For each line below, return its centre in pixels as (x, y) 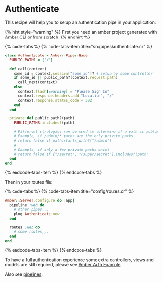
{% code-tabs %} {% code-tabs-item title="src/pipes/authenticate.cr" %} (79, 46)
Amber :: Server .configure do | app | (40, 201)
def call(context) (28, 69)
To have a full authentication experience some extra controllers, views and (79, 260)
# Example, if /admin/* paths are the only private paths (73, 136)
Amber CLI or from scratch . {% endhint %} (48, 37)
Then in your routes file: (29, 182)
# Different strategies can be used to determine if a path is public (87, 132)
